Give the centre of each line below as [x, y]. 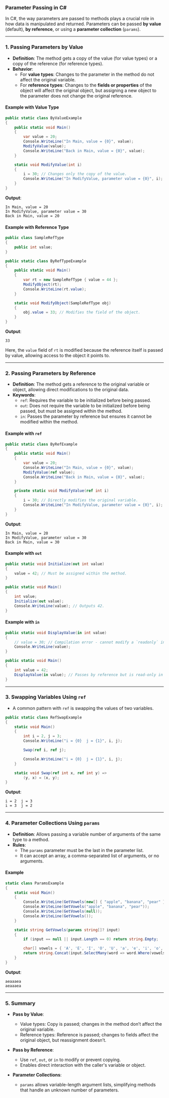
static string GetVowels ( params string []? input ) [67, 930]
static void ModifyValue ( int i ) [48, 165]
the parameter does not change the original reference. [76, 96]
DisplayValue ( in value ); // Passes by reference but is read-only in [89, 675]
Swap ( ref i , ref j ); [45, 750]
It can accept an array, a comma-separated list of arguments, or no [90, 855]
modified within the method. [49, 422]
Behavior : [23, 69]
